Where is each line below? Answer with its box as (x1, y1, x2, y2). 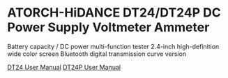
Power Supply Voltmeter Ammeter (7, 19, 210, 35)
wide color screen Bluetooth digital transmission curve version (7, 50, 187, 58)
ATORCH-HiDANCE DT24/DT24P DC (7, 5, 221, 21)
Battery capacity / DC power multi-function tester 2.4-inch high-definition (7, 42, 220, 50)
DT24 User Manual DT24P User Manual (7, 63, 121, 71)
